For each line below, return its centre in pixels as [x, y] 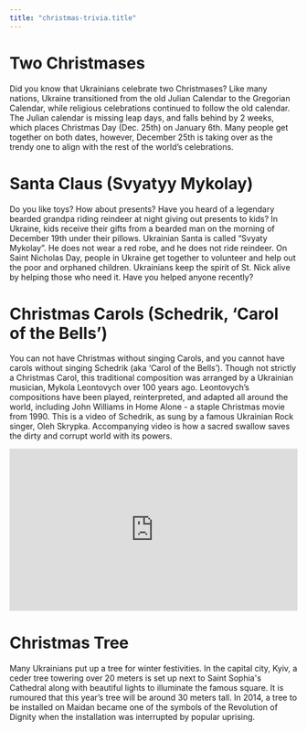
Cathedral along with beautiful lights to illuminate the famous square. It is [147, 687]
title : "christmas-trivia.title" [73, 18]
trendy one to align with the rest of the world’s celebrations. [122, 146]
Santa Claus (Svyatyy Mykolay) [132, 183]
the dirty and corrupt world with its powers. [91, 436]
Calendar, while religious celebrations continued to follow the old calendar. [150, 108]
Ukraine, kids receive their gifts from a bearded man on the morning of [143, 228]
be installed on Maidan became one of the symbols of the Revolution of [144, 707]
